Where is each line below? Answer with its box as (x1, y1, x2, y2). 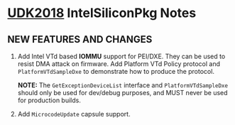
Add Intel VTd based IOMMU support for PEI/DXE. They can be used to (17, 52, 226, 60)
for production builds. (17, 96, 82, 104)
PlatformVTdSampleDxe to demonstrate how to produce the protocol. (17, 67, 215, 75)
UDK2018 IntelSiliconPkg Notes (7, 5, 197, 21)
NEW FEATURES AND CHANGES (7, 33, 153, 45)
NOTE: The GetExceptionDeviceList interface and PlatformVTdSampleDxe (17, 81, 229, 89)
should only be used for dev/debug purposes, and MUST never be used (17, 89, 229, 97)
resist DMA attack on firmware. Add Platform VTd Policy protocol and (17, 60, 221, 68)
